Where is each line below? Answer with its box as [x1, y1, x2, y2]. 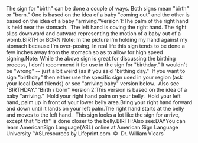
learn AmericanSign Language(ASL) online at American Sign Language [6, 124, 178, 131]
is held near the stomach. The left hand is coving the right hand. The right [6, 24, 187, 31]
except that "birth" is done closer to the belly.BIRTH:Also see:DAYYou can [6, 118, 186, 124]
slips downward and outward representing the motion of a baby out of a [6, 30, 181, 37]
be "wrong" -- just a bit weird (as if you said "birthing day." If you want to [6, 68, 186, 74]
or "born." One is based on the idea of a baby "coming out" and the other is [6, 11, 190, 18]
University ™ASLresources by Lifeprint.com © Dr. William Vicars [6, 130, 164, 137]
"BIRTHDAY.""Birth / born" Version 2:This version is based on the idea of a [6, 87, 187, 93]
